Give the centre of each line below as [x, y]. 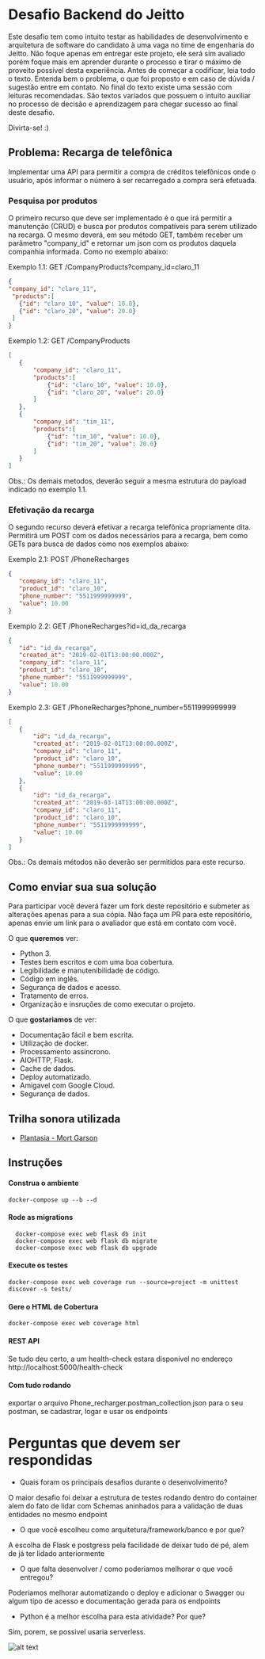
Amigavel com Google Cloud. [67, 1086]
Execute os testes [38, 1265]
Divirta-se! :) [28, 128]
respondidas [51, 1460]
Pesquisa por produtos [53, 201]
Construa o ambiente [44, 1183]
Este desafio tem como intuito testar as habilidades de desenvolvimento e [129, 36]
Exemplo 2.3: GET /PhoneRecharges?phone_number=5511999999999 [122, 707]
